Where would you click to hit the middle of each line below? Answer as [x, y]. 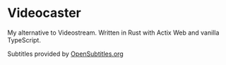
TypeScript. [24, 40]
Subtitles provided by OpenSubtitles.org [65, 54]
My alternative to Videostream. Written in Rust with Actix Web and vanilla [113, 32]
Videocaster [44, 13]
